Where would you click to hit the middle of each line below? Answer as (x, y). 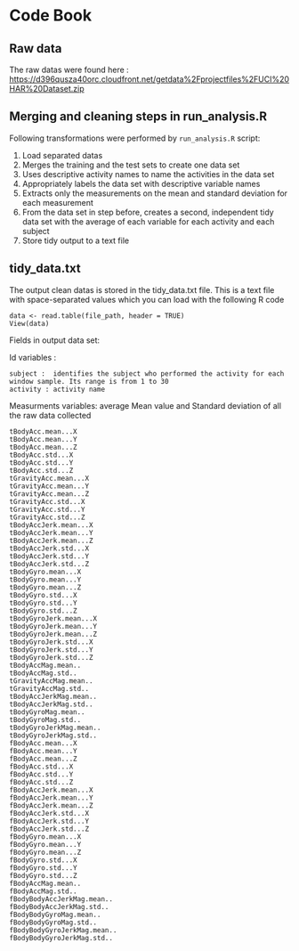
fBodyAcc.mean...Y (43, 751)
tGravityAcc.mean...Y (49, 486)
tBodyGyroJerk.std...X (51, 642)
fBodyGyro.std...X (43, 860)
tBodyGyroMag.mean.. (48, 712)
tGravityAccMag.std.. (49, 688)
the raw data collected (50, 415)
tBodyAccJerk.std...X (49, 549)
